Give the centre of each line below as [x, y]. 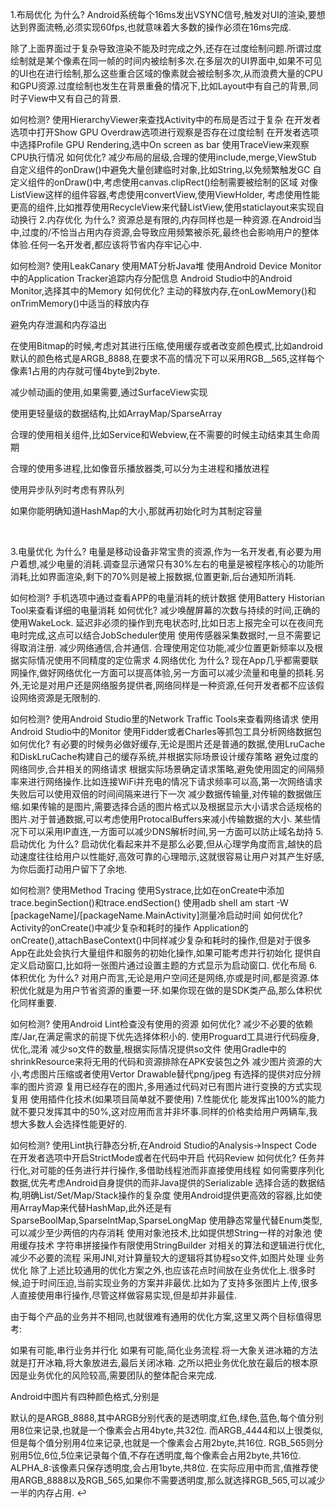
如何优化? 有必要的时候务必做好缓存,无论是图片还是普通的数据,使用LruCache [168, 744]
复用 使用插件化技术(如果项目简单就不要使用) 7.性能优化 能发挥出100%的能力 [168, 1099]
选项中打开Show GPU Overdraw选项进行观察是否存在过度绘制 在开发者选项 [165, 132]
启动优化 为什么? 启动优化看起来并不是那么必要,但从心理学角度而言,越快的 [162, 844]
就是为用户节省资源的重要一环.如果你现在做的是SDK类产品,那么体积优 [179, 990]
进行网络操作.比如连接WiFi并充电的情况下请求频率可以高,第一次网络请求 [175, 781]
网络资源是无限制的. [60, 697]
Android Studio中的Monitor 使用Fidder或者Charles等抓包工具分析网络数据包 [166, 731]
